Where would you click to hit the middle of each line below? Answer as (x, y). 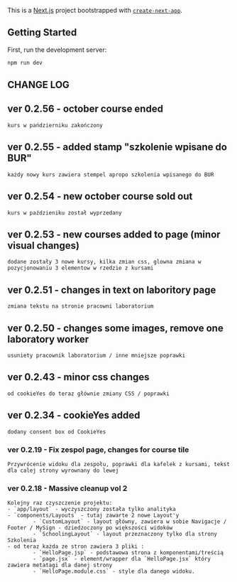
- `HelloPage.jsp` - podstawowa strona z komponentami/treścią (128, 553)
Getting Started (42, 32)
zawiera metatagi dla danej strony (60, 565)
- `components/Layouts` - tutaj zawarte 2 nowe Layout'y (93, 516)
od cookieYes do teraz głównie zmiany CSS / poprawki (89, 394)
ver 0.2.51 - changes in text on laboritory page (112, 290)
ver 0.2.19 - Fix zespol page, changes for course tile (98, 449)
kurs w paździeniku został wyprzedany (65, 212)
